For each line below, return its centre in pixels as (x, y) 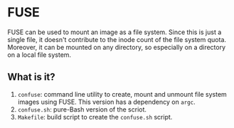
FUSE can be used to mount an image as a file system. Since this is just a (115, 32)
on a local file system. (39, 55)
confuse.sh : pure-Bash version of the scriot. (82, 109)
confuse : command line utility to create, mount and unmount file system (122, 94)
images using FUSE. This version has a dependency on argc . (106, 102)
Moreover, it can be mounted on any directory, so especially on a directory (117, 47)
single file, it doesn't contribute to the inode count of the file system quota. (117, 39)
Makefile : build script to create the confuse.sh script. (95, 117)
